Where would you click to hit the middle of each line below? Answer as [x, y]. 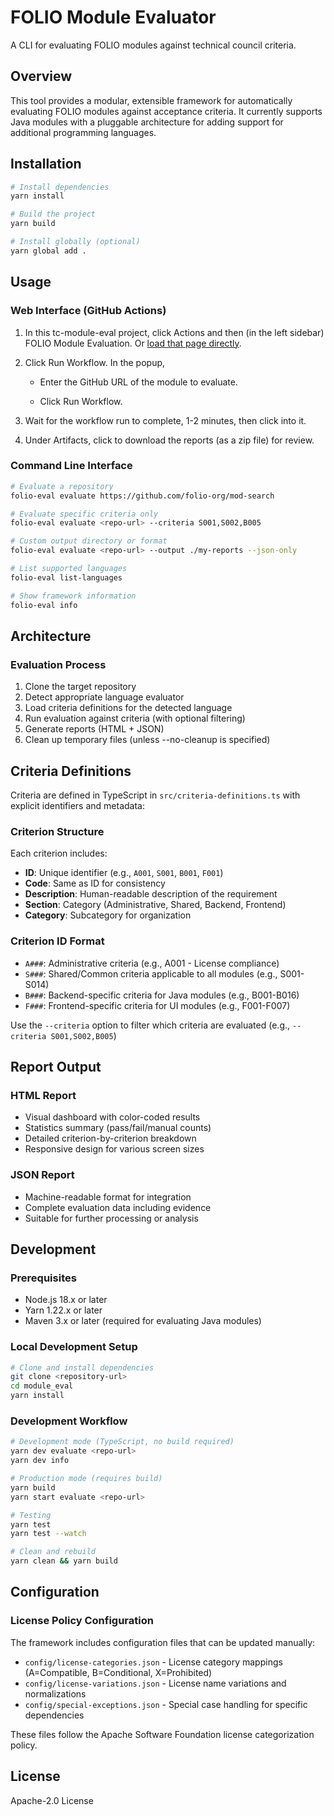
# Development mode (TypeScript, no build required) [122, 1442]
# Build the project [53, 214]
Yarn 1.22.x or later [63, 1310]
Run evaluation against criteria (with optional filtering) [135, 718]
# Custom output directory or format [89, 541]
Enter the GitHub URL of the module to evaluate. [138, 382]
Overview [41, 76]
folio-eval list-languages [66, 577]
